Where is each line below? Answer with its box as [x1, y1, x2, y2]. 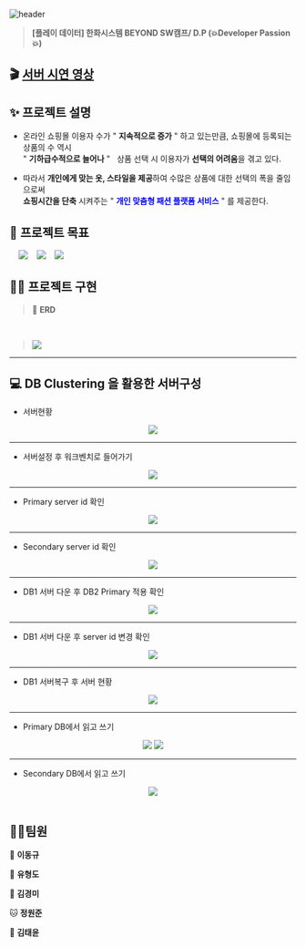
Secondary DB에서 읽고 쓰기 [22, 767, 126, 778]
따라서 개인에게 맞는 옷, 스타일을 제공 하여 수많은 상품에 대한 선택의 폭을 [22, 173, 275, 184]
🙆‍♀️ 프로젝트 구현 [9, 279, 97, 295]
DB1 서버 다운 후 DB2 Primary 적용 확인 [22, 586, 165, 597]
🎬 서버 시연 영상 [9, 67, 95, 82]
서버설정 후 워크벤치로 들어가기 [22, 451, 133, 462]
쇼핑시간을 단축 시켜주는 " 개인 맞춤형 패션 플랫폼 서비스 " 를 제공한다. [22, 196, 269, 207]
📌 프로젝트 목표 [9, 224, 89, 241]
